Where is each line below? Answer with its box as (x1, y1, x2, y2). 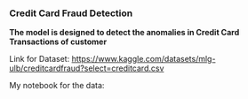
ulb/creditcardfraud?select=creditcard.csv (9, 63, 164, 73)
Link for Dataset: (9, 54, 70, 65)
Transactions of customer (9, 36, 108, 47)
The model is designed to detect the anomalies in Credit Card (9, 27, 240, 38)
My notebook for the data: (9, 80, 105, 91)
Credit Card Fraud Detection (9, 7, 133, 19)
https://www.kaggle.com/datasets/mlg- (71, 54, 216, 65)
